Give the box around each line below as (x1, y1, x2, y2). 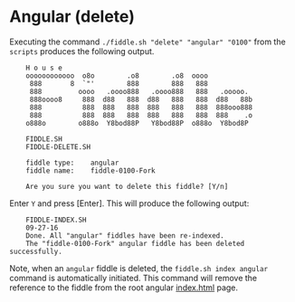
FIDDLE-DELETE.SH (25, 142, 91, 151)
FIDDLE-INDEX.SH (25, 215, 88, 224)
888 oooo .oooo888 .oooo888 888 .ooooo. (29, 87, 249, 96)
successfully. (9, 247, 63, 256)
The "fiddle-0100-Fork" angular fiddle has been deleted (25, 239, 245, 248)
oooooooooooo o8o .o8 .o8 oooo (25, 71, 208, 80)
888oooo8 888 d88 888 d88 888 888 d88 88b (29, 95, 253, 104)
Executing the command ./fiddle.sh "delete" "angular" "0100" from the (9, 36, 287, 47)
